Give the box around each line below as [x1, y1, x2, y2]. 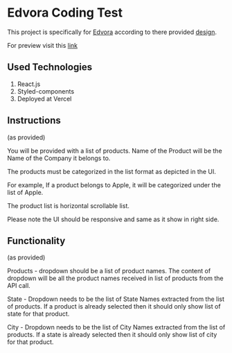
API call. [7, 282, 31, 290]
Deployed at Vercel [17, 94, 72, 103]
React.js [17, 80, 41, 88]
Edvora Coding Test [7, 5, 123, 21]
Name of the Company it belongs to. [7, 154, 111, 162]
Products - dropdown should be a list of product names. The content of [7, 267, 211, 275]
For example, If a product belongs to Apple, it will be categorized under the [7, 180, 222, 189]
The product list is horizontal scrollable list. [7, 201, 130, 209]
